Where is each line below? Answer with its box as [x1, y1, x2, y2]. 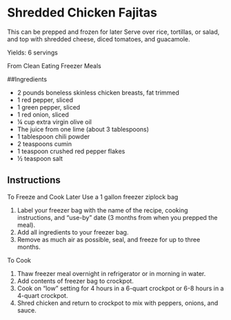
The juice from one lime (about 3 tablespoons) [17, 125, 150, 133]
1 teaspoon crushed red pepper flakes [17, 147, 125, 155]
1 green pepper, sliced [17, 103, 81, 111]
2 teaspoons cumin [17, 139, 72, 148]
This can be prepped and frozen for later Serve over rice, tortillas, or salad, [7, 28, 220, 36]
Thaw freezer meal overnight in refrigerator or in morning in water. [17, 269, 206, 277]
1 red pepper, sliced [17, 95, 74, 104]
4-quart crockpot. [17, 291, 68, 299]
